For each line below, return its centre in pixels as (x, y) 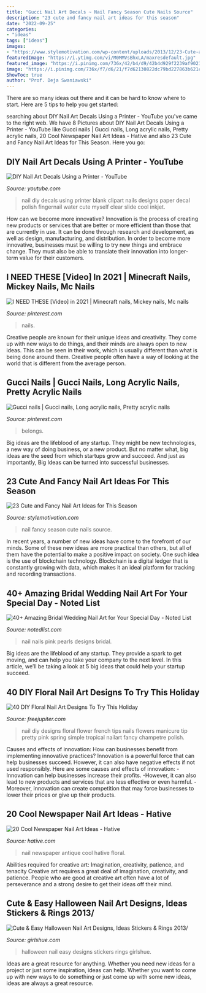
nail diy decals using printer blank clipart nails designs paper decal (105, 200)
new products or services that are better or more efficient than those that (99, 225)
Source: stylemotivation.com (43, 518)
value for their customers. (52, 258)
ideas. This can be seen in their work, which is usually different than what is (102, 350)
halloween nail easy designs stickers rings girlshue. (86, 951)
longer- (179, 251)
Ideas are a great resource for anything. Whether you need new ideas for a (101, 964)
